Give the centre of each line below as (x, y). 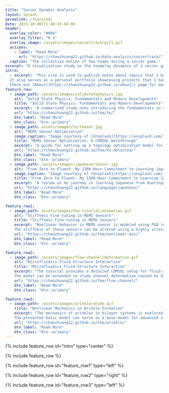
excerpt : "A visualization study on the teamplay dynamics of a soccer (82, 66)
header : (13, 29)
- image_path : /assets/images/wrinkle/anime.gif (62, 304)
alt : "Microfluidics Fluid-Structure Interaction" (68, 262)
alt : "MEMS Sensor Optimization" (49, 131)
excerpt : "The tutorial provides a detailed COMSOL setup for (81, 271)
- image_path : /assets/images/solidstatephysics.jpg (66, 94)
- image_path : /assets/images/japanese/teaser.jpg (64, 164)
